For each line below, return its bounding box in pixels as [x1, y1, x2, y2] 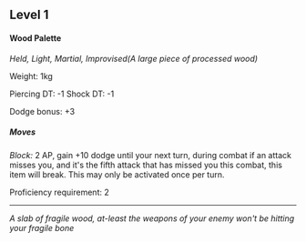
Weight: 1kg [9, 70, 53, 81]
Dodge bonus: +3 [9, 106, 76, 116]
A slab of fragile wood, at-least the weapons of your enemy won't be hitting [9, 213, 295, 224]
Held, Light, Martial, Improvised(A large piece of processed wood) [9, 53, 258, 64]
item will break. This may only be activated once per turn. [9, 168, 225, 180]
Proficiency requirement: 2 [9, 187, 109, 197]
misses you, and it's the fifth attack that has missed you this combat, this [9, 159, 282, 170]
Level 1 [9, 7, 49, 23]
